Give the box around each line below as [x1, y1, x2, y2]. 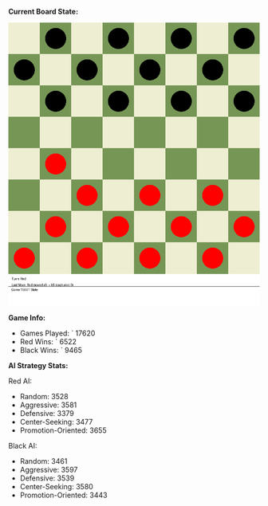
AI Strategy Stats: [8, 361, 69, 370]
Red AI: [8, 376, 32, 386]
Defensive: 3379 [19, 409, 74, 418]
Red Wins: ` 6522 [19, 337, 77, 346]
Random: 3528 [19, 392, 69, 401]
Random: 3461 [19, 457, 68, 465]
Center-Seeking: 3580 [19, 482, 93, 491]
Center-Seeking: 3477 [19, 418, 93, 426]
